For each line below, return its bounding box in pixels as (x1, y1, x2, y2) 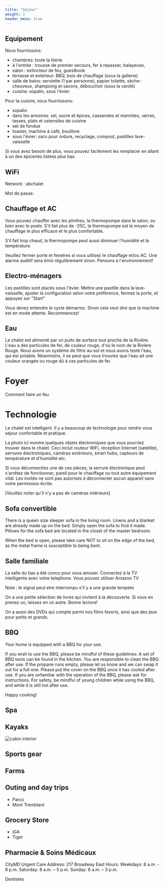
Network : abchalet (5, 181, 44, 187)
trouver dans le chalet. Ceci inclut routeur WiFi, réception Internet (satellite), (5, 445, 158, 451)
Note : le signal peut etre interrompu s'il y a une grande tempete (5, 584, 134, 590)
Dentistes (5, 876, 24, 882)
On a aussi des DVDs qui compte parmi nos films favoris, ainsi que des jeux (5, 609, 158, 615)
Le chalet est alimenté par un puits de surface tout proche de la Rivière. (5, 337, 149, 343)
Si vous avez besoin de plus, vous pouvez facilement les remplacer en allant (5, 148, 159, 154)
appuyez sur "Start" (5, 295, 45, 301)
